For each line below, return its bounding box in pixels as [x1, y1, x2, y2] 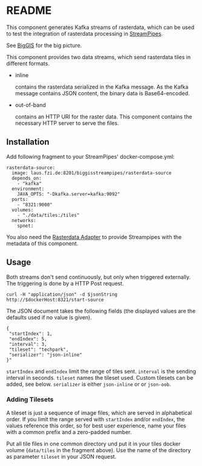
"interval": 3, [8, 341, 47, 347]
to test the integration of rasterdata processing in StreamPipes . [6, 30, 163, 37]
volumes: [11, 206, 34, 213]
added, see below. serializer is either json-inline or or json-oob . [6, 380, 171, 388]
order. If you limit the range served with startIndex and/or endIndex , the [6, 415, 185, 423]
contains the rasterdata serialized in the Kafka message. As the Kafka [15, 83, 189, 91]
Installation [6, 137, 50, 147]
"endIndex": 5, [8, 336, 47, 342]
